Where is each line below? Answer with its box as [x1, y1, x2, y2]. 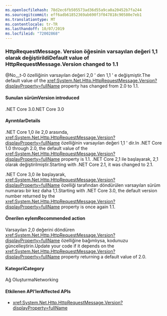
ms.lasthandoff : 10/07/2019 [5, 26, 65, 32]
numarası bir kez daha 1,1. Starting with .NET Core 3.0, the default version [5, 187, 157, 193]
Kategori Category [5, 265, 45, 271]
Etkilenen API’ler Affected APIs [5, 288, 71, 294]
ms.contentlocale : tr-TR [5, 21, 58, 27]
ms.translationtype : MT [5, 17, 56, 22]
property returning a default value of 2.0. [60, 253, 147, 260]
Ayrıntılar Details [5, 118, 41, 124]
